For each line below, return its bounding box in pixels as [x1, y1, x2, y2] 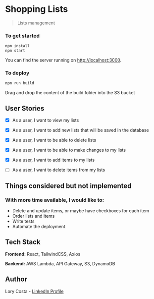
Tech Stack [5, 238, 41, 246]
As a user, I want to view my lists [12, 117, 79, 123]
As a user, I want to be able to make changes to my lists [12, 147, 126, 153]
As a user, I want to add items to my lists [12, 157, 95, 163]
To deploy [5, 69, 30, 76]
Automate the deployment [12, 224, 66, 230]
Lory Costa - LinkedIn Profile [5, 288, 64, 294]
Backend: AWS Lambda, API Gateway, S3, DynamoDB [5, 260, 115, 266]
